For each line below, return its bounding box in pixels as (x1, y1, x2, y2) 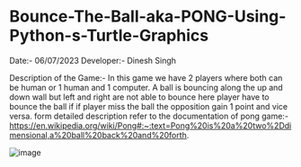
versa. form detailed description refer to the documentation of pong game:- (9, 110, 289, 121)
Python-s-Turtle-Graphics (9, 25, 209, 46)
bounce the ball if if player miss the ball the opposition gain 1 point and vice (9, 101, 288, 111)
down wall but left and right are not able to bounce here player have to (9, 92, 270, 102)
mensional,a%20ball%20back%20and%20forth (9, 129, 187, 140)
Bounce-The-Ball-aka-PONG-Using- (9, 6, 287, 27)
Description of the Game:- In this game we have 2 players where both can (9, 72, 283, 83)
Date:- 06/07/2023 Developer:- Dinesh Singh (9, 55, 177, 66)
